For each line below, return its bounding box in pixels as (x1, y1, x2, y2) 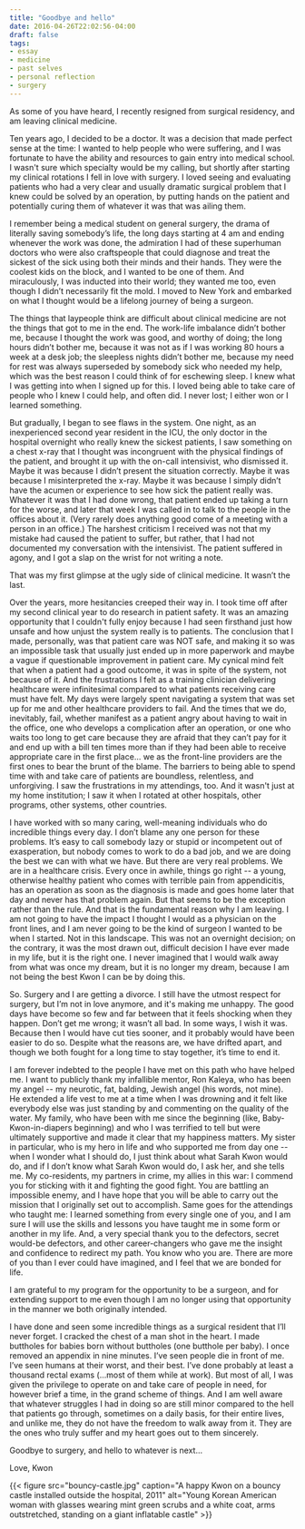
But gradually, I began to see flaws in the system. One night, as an (9, 417, 257, 427)
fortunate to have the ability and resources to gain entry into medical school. (9, 152, 295, 163)
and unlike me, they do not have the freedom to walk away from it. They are (9, 1417, 292, 1428)
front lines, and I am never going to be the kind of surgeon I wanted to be (9, 923, 283, 934)
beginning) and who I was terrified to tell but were (74, 1122, 261, 1132)
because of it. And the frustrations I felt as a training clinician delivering (9, 673, 277, 685)
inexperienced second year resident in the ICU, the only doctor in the (9, 426, 268, 437)
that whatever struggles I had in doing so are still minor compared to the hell (9, 1398, 295, 1409)
